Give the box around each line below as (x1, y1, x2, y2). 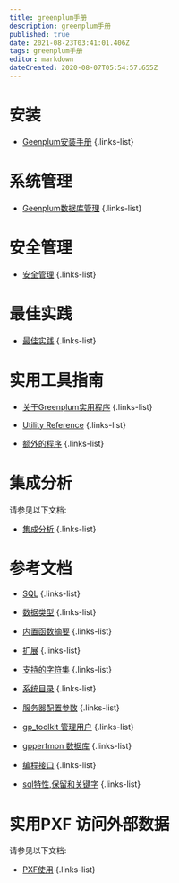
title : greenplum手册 (9, 13, 88, 22)
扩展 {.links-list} (21, 645, 81, 656)
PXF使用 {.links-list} (21, 864, 96, 875)
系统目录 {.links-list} (21, 683, 97, 694)
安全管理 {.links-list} (21, 269, 97, 280)
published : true (9, 30, 70, 39)
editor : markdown (9, 55, 74, 64)
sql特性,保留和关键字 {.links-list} (21, 779, 141, 789)
